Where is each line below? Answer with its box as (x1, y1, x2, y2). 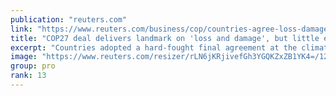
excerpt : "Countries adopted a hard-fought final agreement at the (10, 42, 298, 53)
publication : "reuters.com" (10, 14, 128, 25)
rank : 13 (10, 71, 47, 81)
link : (10, 24, 33, 34)
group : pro (10, 61, 56, 71)
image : (10, 52, 38, 62)
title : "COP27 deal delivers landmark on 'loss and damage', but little (10, 33, 320, 43)
